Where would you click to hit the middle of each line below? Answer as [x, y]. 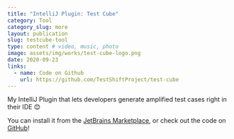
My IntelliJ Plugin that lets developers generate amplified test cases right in [117, 99]
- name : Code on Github [49, 73]
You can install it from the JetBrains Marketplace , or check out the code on [117, 121]
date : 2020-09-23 [33, 60]
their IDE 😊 [24, 107]
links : [17, 66]
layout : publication [38, 34]
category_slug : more [38, 27]
